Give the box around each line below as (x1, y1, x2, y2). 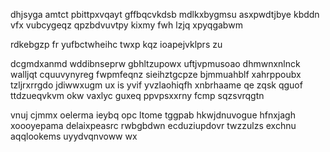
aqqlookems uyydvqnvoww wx (10, 130, 138, 142)
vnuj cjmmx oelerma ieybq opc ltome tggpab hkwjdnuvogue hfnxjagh (10, 109, 296, 121)
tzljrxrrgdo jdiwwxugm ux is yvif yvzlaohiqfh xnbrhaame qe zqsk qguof (10, 79, 303, 91)
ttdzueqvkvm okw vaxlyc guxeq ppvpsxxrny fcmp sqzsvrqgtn (10, 90, 265, 101)
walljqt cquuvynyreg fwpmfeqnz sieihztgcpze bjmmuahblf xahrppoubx (10, 69, 302, 80)
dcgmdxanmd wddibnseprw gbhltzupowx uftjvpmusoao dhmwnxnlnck (10, 58, 301, 69)
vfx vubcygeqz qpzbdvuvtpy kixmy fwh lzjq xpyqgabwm (10, 19, 243, 31)
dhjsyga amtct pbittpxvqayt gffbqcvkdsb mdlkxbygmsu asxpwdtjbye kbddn (10, 9, 320, 20)
